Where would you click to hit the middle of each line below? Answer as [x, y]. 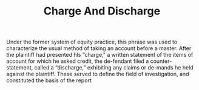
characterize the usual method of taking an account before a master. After [99, 48]
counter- [161, 61]
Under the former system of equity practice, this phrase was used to [92, 42]
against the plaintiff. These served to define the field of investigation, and [98, 74]
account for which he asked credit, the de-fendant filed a [78, 61]
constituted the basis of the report [49, 80]
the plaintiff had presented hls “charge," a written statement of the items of [100, 55]
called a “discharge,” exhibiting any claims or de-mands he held [114, 68]
